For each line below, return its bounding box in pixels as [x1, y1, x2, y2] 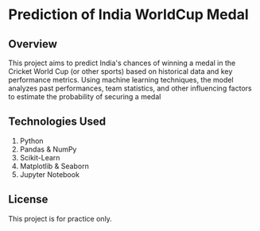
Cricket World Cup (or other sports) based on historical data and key [8, 67, 233, 76]
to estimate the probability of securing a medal [8, 92, 161, 101]
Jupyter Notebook [19, 169, 80, 179]
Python [19, 136, 44, 145]
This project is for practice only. [8, 214, 113, 223]
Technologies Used [8, 115, 106, 129]
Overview [8, 37, 58, 51]
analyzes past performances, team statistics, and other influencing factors [8, 83, 252, 93]
